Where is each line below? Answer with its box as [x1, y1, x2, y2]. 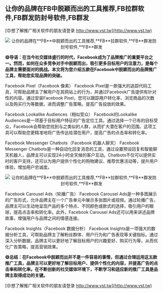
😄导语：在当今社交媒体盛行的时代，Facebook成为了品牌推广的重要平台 [5, 54, 149, 60]
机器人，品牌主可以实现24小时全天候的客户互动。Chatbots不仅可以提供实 [9, 152, 156, 158]
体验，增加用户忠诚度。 [5, 164, 52, 170]
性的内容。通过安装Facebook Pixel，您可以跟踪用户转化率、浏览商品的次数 [5, 95, 155, 101]
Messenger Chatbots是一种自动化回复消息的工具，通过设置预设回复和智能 [5, 146, 153, 152]
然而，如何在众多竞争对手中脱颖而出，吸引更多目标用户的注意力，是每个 [13, 60, 158, 66]
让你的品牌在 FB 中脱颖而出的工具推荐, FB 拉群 [5, 4, 138, 13]
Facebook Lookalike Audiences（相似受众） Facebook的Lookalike [5, 111, 137, 117]
